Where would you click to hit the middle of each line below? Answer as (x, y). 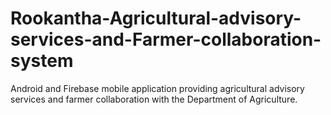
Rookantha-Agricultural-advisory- (156, 18)
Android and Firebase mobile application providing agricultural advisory (157, 88)
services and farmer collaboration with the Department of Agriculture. (154, 99)
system (42, 61)
